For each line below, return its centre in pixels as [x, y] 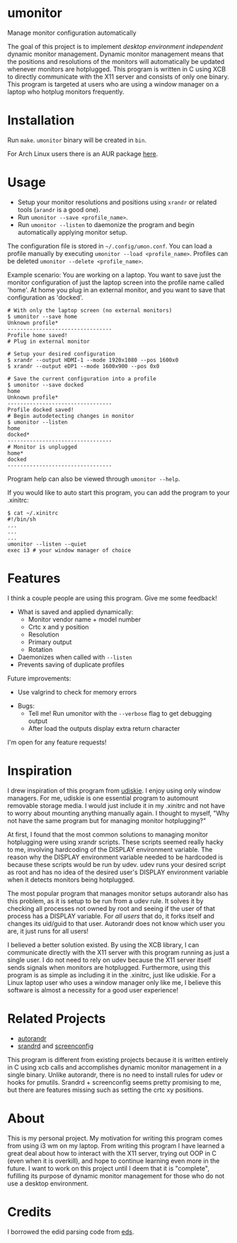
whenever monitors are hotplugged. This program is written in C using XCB [117, 69]
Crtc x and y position [59, 626]
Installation [41, 120]
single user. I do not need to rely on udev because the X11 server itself [109, 960]
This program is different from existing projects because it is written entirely [118, 1059]
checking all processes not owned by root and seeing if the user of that [111, 908]
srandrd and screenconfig [56, 1046]
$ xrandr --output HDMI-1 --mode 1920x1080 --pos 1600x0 [93, 360]
